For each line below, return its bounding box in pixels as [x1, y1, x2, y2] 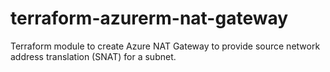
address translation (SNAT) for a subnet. [10, 50, 177, 62]
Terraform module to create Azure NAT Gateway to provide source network [10, 40, 321, 52]
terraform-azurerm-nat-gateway [10, 7, 289, 30]
